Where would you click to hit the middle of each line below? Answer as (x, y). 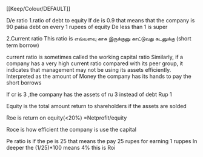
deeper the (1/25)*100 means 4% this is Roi (61, 148)
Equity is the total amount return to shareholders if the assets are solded (96, 106)
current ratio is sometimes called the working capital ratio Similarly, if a (95, 57)
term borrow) (23, 45)
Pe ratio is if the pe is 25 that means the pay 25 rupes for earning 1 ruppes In (102, 141)
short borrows (24, 83)
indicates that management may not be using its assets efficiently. (89, 70)
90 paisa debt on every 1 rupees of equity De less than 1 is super (87, 27)
